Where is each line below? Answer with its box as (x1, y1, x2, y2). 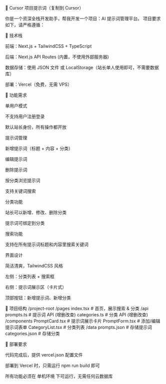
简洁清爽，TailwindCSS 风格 (5, 263, 63, 269)
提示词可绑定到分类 (5, 220, 45, 226)
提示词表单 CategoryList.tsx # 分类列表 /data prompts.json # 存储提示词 (5, 324, 152, 330)
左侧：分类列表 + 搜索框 (5, 274, 55, 279)
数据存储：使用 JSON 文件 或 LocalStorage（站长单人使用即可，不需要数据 (5, 65, 159, 70)
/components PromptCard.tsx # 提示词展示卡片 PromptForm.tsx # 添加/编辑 (5, 318, 160, 324)
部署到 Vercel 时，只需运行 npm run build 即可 (5, 362, 100, 368)
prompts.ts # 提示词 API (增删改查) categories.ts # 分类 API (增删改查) (5, 312, 148, 318)
